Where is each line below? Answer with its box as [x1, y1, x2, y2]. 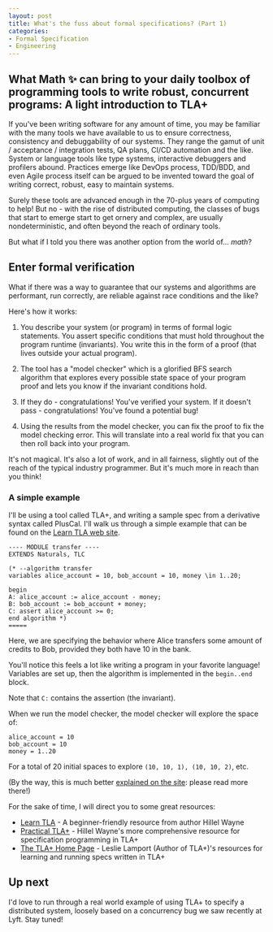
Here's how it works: [8, 306, 78, 316]
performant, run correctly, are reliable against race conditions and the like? [8, 290, 258, 301]
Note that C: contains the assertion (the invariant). [8, 693, 176, 703]
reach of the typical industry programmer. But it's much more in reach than [8, 462, 259, 472]
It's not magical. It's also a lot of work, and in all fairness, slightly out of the [8, 454, 259, 464]
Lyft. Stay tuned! [8, 914, 63, 924]
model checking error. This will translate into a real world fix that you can [19, 430, 264, 440]
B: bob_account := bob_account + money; [8, 600, 148, 609]
